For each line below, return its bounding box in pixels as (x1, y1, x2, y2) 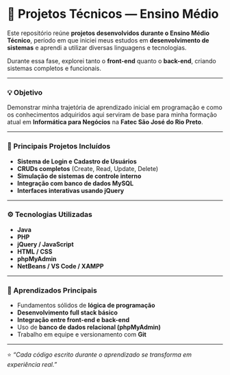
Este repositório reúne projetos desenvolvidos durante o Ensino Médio (7, 29, 210, 37)
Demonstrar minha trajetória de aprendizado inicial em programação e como (7, 103, 222, 112)
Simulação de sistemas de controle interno (16, 172, 142, 180)
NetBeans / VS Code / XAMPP (16, 262, 104, 270)
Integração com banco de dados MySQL (16, 179, 134, 187)
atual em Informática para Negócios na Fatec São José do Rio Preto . (7, 118, 203, 126)
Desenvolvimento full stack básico (16, 308, 118, 317)
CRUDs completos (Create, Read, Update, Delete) (16, 164, 159, 172)
